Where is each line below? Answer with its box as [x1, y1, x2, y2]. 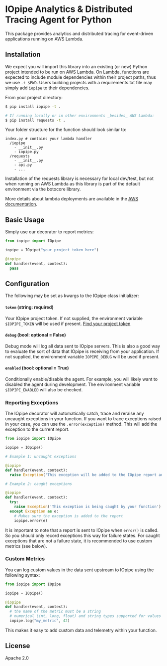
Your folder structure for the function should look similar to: [5, 127, 127, 133]
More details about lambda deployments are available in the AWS [5, 196, 139, 202]
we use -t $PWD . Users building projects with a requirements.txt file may [5, 79, 153, 85]
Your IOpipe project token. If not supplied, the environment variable [5, 315, 143, 321]
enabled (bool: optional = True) [5, 365, 69, 371]
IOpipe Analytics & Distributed [5, 3, 133, 15]
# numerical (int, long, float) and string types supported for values [9, 614, 162, 619]
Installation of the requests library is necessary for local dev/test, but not [5, 175, 154, 181]
